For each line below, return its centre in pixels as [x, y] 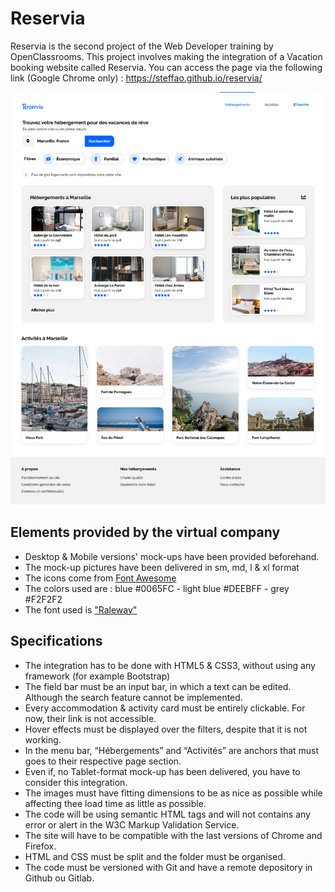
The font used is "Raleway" [81, 609]
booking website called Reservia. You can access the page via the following [166, 67]
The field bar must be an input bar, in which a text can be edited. [158, 686]
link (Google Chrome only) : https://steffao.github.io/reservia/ [136, 78]
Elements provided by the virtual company [145, 532]
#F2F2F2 [43, 599]
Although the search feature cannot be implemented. [133, 697]
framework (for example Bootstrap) [97, 676]
